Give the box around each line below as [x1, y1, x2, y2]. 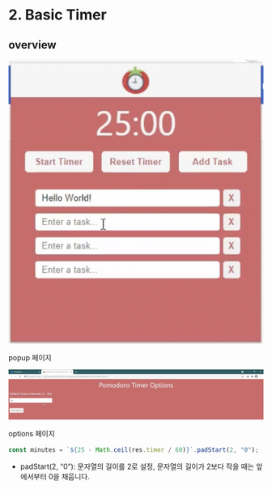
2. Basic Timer [8, 6, 107, 24]
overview [8, 38, 57, 52]
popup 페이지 [8, 353, 52, 363]
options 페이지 [8, 429, 55, 439]
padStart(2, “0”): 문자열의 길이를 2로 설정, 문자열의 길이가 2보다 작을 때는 [19, 461, 255, 471]
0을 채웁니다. [48, 472, 91, 482]
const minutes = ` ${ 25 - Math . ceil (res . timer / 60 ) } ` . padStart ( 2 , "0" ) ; [8, 446, 259, 454]
